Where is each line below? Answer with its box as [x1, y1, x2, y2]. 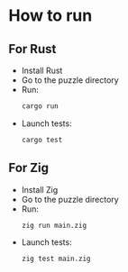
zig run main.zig [21, 221, 87, 230]
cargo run [21, 102, 59, 111]
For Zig [8, 160, 50, 176]
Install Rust [21, 65, 63, 76]
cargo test [21, 135, 63, 144]
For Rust [8, 41, 57, 57]
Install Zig [21, 184, 59, 195]
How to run [8, 5, 93, 26]
